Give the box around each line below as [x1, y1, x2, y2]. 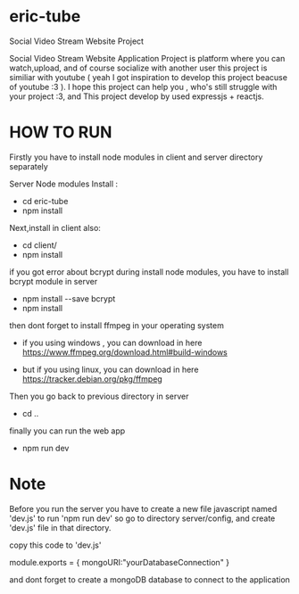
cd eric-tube [21, 195, 69, 206]
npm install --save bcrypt [21, 293, 116, 304]
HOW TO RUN [9, 122, 112, 143]
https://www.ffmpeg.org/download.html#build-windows [21, 346, 228, 358]
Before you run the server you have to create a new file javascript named [9, 503, 278, 514]
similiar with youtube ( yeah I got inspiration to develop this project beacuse [9, 71, 288, 82]
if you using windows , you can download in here [21, 337, 203, 348]
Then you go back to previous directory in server [9, 391, 189, 401]
